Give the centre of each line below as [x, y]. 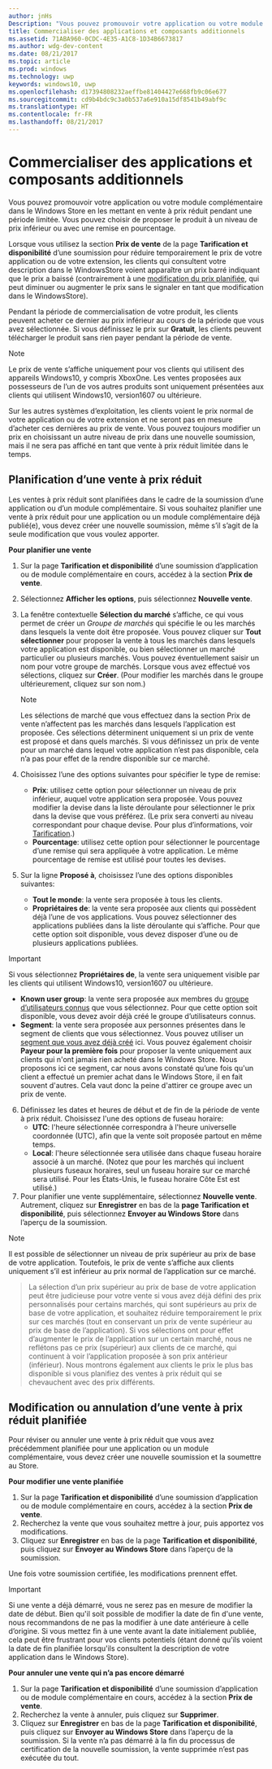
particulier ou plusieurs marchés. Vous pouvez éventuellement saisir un [140, 657]
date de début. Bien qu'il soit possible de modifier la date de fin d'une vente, [136, 1614]
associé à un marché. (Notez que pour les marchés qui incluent [138, 1161]
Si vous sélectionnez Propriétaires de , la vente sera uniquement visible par [134, 974]
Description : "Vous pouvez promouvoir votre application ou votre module [136, 24]
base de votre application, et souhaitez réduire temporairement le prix [145, 1313]
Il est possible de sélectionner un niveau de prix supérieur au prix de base [132, 1253]
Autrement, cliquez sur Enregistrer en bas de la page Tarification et [134, 1205]
